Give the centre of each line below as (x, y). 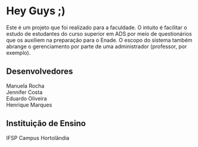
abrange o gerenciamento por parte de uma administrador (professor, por (97, 46)
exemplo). (18, 52)
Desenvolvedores (40, 72)
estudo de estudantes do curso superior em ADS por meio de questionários (99, 33)
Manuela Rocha (25, 86)
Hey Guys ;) (36, 11)
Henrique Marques (29, 105)
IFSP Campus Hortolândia (38, 137)
